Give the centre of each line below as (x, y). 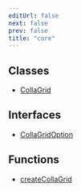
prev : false (28, 30)
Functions (34, 160)
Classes (29, 70)
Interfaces (35, 115)
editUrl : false (34, 16)
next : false (28, 23)
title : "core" (32, 38)
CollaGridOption (47, 134)
